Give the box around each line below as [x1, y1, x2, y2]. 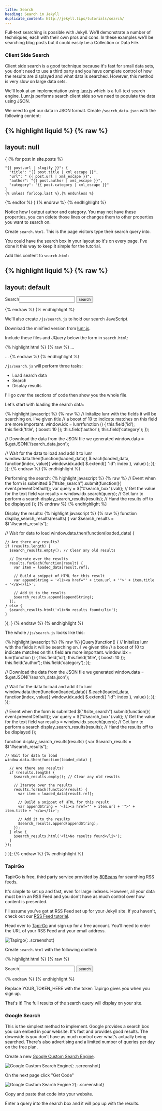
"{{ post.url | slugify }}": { [5, 166, 68, 170]
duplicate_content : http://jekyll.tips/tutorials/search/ [5, 16, 124, 21]
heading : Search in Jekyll [5, 12, 59, 17]
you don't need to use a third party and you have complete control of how [5, 68, 152, 74]
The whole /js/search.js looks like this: [5, 630, 85, 636]
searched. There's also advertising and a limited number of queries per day [5, 1039, 155, 1045]
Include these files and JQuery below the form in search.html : [5, 335, 129, 341]
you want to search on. [5, 219, 51, 225]
